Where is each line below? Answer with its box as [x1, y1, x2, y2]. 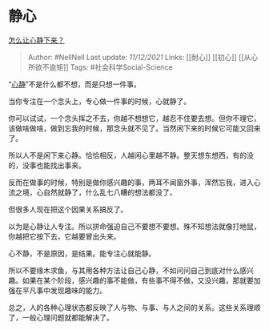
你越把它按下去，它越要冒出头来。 [8, 231, 121, 241]
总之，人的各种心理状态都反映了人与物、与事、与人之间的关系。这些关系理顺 [8, 302, 261, 312]
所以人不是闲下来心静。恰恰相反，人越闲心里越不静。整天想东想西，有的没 [8, 150, 254, 160]
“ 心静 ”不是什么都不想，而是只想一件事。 [8, 79, 142, 89]
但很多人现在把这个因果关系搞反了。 [8, 204, 128, 214]
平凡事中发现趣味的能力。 [22, 285, 106, 295]
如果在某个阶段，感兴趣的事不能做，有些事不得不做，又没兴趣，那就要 [22, 276, 254, 285]
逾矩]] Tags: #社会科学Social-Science [49, 62, 174, 72]
